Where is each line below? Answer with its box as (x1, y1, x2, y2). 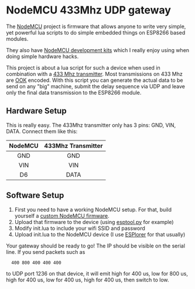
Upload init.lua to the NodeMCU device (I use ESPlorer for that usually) (14, 230, 186, 238)
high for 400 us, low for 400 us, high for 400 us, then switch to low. (6, 276, 169, 283)
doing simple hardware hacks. (6, 53, 79, 60)
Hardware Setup (6, 106, 67, 116)
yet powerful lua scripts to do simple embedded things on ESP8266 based (6, 29, 186, 36)
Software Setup (6, 191, 64, 201)
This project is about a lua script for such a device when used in (6, 64, 160, 71)
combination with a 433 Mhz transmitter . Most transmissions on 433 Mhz (6, 70, 183, 77)
